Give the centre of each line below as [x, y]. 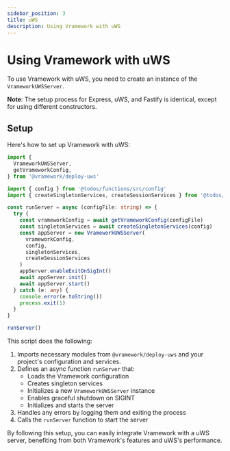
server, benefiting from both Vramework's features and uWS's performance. [115, 440]
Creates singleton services [65, 383]
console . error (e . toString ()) [61, 296]
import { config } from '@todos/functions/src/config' [87, 189]
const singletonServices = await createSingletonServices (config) [116, 227]
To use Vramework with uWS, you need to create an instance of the [102, 79]
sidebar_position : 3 [37, 13]
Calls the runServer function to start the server [82, 420]
